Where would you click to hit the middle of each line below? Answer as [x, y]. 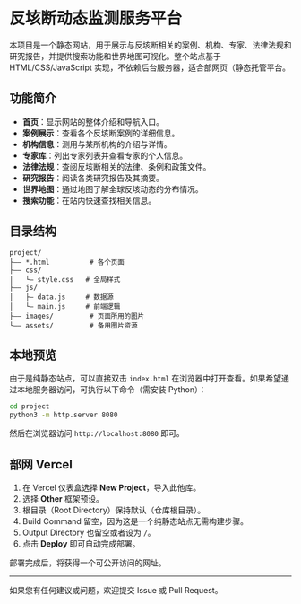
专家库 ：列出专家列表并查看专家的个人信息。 [105, 155]
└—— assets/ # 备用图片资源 [73, 325]
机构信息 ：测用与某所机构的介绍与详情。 [97, 144]
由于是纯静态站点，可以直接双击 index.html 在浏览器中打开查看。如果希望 [146, 379]
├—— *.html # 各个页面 [67, 262]
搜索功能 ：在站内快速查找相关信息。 [89, 200]
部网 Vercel [41, 464]
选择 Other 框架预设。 [63, 498]
